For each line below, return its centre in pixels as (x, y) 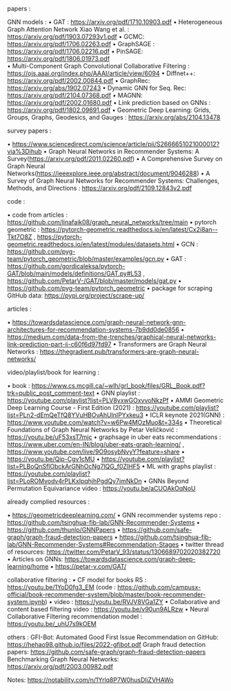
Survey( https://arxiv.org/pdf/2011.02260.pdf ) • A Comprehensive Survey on (115, 159)
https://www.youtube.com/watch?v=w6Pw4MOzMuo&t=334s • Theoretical (114, 422)
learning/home (28, 566)
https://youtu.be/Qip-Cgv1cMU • (53, 459)
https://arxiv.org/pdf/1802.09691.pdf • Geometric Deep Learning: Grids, (109, 110)
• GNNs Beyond (166, 481)
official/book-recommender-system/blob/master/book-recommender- (107, 594)
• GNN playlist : (118, 393)
